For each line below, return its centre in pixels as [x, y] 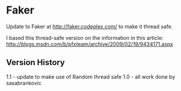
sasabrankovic [24, 83]
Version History [35, 63]
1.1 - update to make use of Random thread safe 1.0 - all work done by [91, 76]
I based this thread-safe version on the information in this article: [85, 38]
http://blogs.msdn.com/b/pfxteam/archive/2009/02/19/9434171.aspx [90, 44]
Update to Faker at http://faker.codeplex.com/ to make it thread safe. [89, 26]
